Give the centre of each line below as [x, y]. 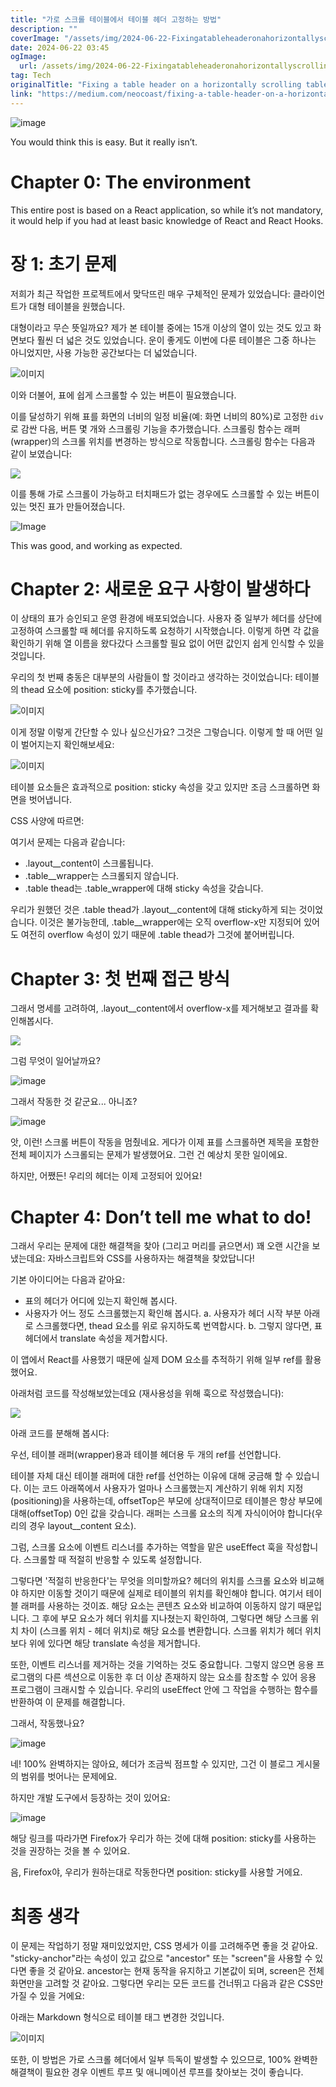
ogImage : [28, 57]
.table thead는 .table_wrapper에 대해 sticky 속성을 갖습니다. [144, 888]
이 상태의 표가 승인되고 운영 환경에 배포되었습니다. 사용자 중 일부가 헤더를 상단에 [166, 618]
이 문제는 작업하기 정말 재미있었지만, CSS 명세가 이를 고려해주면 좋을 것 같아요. [164, 1946]
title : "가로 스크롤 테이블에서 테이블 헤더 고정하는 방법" [116, 19]
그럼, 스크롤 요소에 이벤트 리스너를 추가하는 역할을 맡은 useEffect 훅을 [147, 1547]
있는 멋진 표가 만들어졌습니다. [68, 506]
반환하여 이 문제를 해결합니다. [68, 1702]
